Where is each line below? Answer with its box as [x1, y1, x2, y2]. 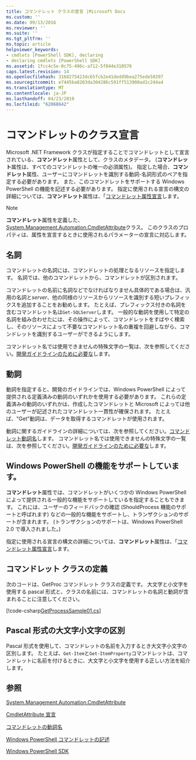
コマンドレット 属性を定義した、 [6, 216, 83, 223]
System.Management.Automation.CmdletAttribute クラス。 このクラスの [6, 224, 178, 231]
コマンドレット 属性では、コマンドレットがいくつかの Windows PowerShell [6, 488, 187, 496]
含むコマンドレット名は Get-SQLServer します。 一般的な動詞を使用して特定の [6, 308, 190, 315]
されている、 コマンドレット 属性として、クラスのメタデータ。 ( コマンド [6, 156, 178, 163]
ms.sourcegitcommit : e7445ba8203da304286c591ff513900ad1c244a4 [6, 80, 164, 86]
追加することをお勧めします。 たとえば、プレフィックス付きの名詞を [21, 301, 186, 308]
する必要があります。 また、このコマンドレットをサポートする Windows [11, 178, 185, 185]
